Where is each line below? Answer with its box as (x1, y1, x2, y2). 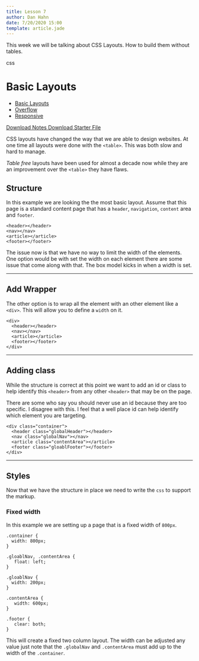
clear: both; (14, 621, 46, 627)
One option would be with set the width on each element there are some (6, 255, 182, 262)
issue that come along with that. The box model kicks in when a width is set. (6, 262, 192, 268)
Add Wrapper (6, 284, 57, 295)
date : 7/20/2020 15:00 (6, 20, 62, 26)
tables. (6, 48, 23, 55)
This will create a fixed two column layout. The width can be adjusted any (6, 637, 185, 644)
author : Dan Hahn (6, 14, 49, 20)
